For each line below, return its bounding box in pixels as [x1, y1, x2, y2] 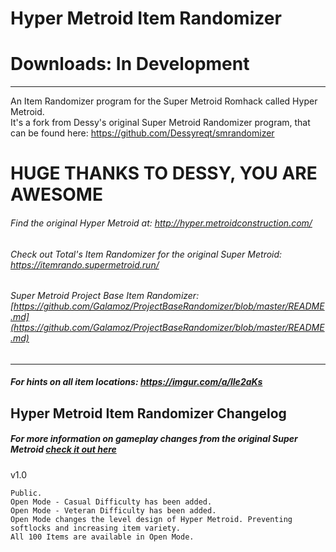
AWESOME [10, 183, 103, 206]
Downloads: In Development [10, 53, 250, 76]
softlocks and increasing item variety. [10, 523, 182, 533]
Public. [10, 488, 43, 498]
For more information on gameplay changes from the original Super [10, 433, 298, 445]
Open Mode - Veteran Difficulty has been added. [10, 505, 217, 516]
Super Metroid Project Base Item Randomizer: [10, 290, 200, 302]
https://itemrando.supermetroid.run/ [10, 258, 160, 271]
